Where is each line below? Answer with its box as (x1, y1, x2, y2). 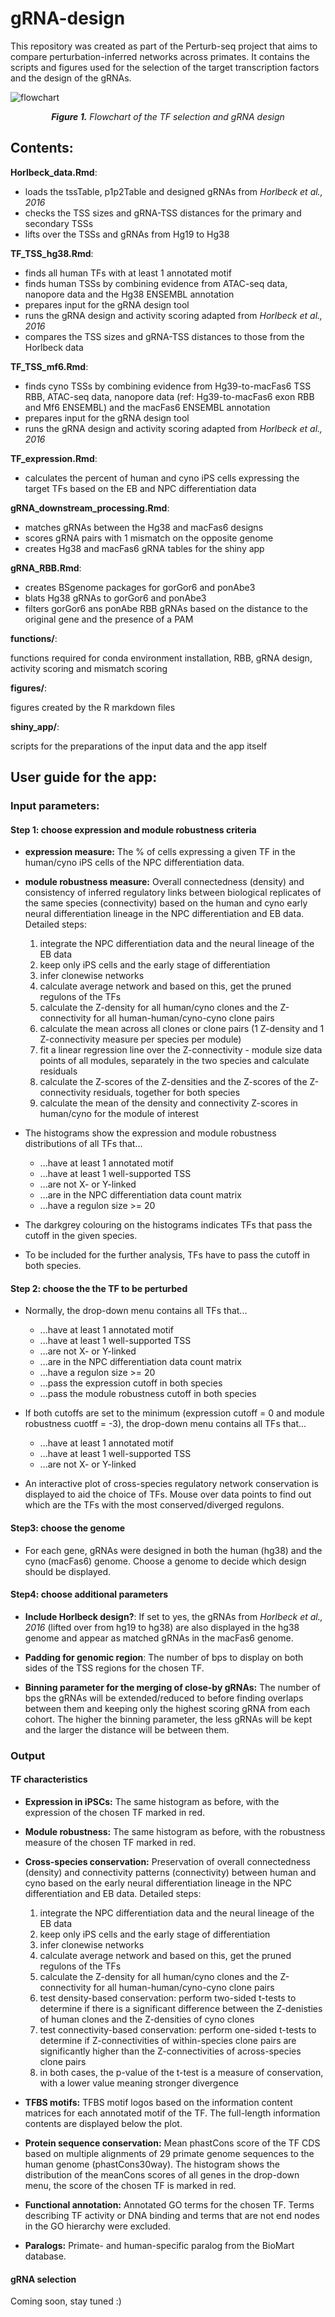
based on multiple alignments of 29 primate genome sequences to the (24, 2148, 315, 2159)
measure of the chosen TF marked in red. (24, 1837, 197, 1848)
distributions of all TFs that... (24, 1138, 143, 1150)
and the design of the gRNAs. (10, 72, 132, 84)
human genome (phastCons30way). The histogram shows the (24, 2158, 280, 2170)
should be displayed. (24, 1565, 112, 1577)
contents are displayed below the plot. (24, 2118, 183, 2129)
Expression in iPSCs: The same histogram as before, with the (24, 1796, 280, 1807)
